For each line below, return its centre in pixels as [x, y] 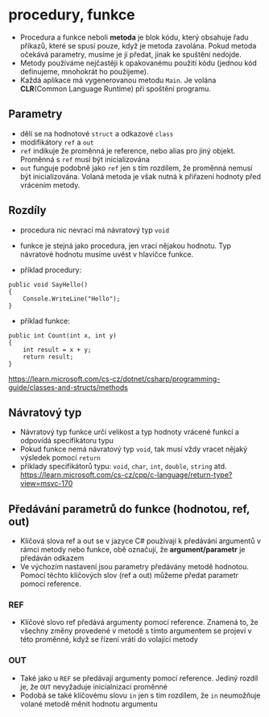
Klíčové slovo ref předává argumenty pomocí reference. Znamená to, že [139, 623]
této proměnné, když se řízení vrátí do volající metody [109, 639]
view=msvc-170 [46, 484]
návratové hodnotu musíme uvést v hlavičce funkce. [107, 254]
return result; [48, 357]
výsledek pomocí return [60, 458]
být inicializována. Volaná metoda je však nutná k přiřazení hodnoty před [141, 176]
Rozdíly [27, 210]
